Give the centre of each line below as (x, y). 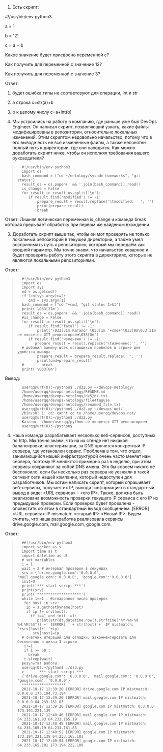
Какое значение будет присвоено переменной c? (57, 55)
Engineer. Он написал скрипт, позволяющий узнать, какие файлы (80, 127)
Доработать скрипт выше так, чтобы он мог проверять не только (81, 234)
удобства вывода (34, 352)
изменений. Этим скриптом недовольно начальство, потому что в (82, 137)
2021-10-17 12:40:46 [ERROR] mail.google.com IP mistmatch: (84, 715)
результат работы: (41, 663)
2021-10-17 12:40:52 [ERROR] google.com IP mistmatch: (79, 732)
